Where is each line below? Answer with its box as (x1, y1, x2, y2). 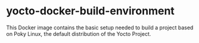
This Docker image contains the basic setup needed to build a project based (6, 24, 194, 31)
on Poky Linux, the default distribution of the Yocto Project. (6, 30, 151, 37)
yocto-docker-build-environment (6, 4, 175, 18)
